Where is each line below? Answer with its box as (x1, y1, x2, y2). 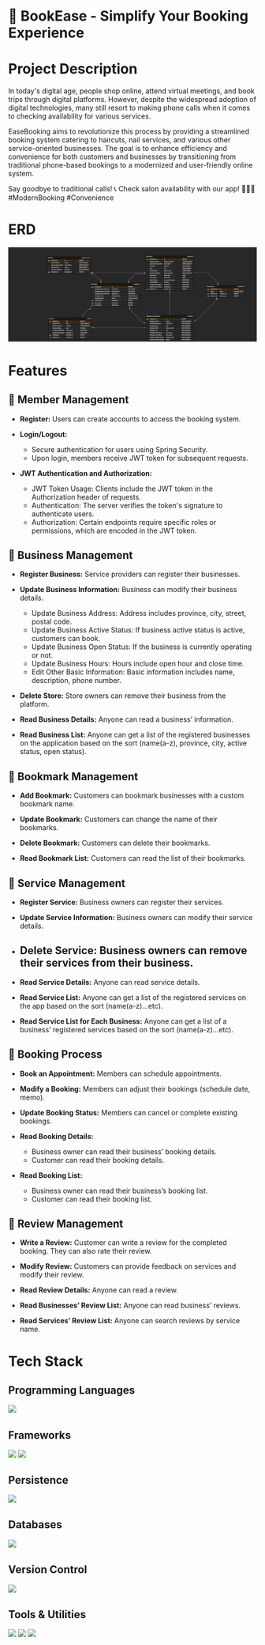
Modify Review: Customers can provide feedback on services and (19, 1262, 237, 1271)
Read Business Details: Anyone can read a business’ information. (19, 715, 234, 724)
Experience (8, 24, 84, 42)
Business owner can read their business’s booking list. (31, 1186, 208, 1195)
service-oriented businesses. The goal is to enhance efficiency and (8, 144, 227, 153)
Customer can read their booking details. (31, 1155, 165, 1164)
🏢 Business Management (8, 549, 133, 562)
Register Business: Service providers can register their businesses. (19, 569, 241, 579)
